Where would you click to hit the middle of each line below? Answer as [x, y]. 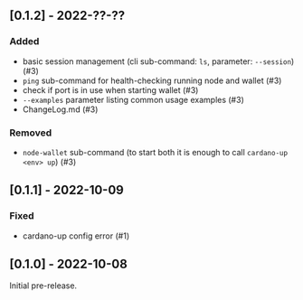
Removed [31, 133]
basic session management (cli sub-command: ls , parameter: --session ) [158, 61]
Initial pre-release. [43, 286]
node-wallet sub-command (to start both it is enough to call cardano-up [155, 152]
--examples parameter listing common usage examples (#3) [133, 99]
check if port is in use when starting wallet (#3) [110, 89]
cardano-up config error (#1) [76, 236]
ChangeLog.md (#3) [60, 109]
